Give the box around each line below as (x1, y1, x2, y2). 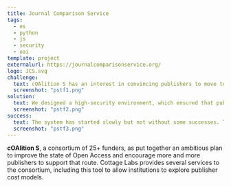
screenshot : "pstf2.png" (13, 106, 85, 113)
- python (13, 29, 38, 36)
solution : (7, 93, 36, 100)
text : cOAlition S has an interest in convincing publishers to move (13, 80, 217, 87)
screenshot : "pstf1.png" (13, 87, 85, 93)
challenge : (7, 74, 38, 81)
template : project (7, 55, 60, 62)
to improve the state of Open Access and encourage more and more (7, 151, 201, 159)
